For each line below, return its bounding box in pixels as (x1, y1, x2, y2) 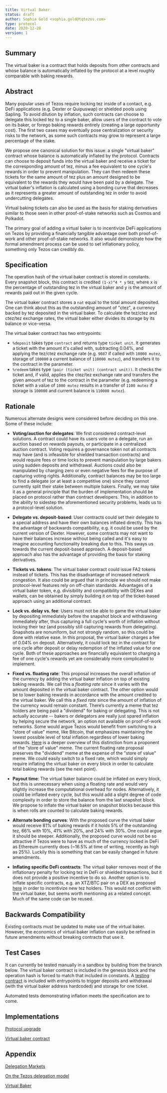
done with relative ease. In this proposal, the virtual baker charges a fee (12, 634, 160, 640)
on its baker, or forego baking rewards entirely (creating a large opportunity (5, 122, 160, 128)
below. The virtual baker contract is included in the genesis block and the (5, 967, 156, 973)
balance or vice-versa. (5, 320, 51, 327)
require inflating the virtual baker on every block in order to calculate (12, 761, 154, 767)
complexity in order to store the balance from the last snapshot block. (12, 797, 156, 803)
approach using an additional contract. (12, 598, 92, 604)
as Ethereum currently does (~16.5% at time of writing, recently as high (12, 844, 159, 850)
